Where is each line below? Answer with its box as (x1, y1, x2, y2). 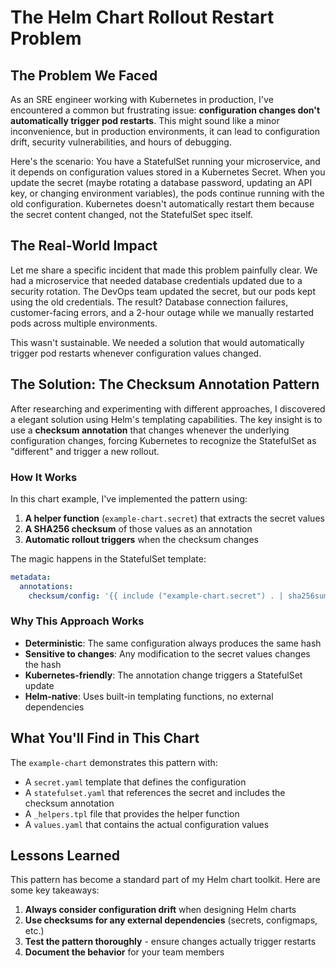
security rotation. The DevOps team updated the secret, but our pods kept (10, 285, 316, 297)
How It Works (10, 470, 78, 484)
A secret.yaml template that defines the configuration (24, 776, 247, 788)
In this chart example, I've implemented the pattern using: (10, 492, 248, 505)
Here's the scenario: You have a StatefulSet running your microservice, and (10, 156, 321, 167)
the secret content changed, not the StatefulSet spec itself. (10, 209, 253, 220)
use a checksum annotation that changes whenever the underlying (10, 424, 290, 436)
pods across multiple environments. (10, 317, 158, 329)
